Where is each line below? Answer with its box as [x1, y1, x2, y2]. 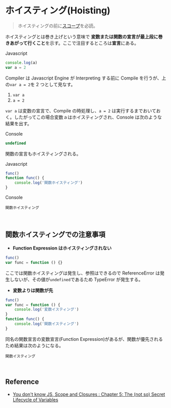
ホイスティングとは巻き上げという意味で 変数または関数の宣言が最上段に [5, 33, 158, 40]
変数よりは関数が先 [12, 287, 54, 293]
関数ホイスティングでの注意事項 [5, 230, 106, 239]
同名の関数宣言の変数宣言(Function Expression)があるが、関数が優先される [5, 336, 163, 342]
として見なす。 [44, 81, 76, 87]
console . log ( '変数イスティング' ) [14, 307, 79, 312]
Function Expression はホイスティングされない [12, 245, 112, 251]
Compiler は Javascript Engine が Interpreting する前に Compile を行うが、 [5, 75, 162, 81]
